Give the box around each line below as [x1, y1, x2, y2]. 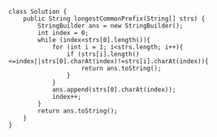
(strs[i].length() [77, 50, 140, 58]
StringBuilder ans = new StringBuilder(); [37, 22, 184, 30]
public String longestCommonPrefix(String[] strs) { [23, 15, 206, 23]
